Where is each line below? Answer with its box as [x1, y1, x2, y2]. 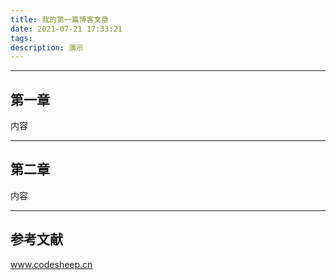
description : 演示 [10, 42, 84, 53]
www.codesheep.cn [10, 258, 93, 270]
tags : [10, 33, 33, 43]
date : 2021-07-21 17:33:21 [10, 24, 123, 34]
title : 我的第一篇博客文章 [10, 14, 110, 25]
